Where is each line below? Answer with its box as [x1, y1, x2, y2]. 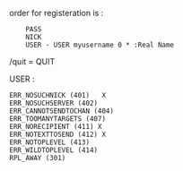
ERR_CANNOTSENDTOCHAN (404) [9, 107, 115, 115]
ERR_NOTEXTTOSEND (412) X [9, 130, 106, 139]
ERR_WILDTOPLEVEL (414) [9, 146, 99, 155]
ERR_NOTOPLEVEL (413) [9, 138, 91, 147]
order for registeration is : [9, 8, 104, 18]
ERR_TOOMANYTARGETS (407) [9, 115, 106, 124]
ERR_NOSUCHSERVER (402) [9, 98, 99, 107]
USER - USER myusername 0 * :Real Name [25, 40, 175, 49]
